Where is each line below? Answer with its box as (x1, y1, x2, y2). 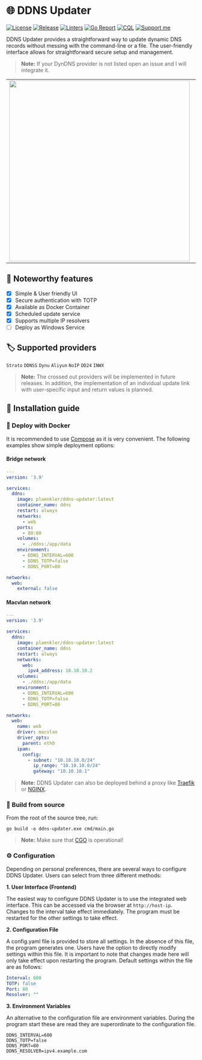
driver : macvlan (17, 729, 58, 735)
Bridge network (6, 456, 46, 463)
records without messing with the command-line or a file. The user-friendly (6, 42, 192, 49)
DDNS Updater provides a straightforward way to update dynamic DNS (6, 36, 182, 43)
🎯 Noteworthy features (6, 274, 93, 284)
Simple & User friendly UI (14, 290, 78, 297)
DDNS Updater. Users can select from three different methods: (6, 871, 162, 879)
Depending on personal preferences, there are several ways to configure (6, 865, 186, 873)
